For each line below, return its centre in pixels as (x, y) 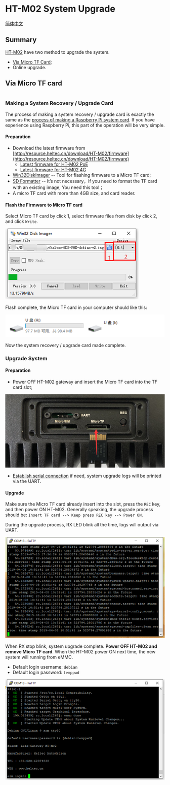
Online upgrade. (29, 67)
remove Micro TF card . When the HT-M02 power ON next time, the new (80, 651)
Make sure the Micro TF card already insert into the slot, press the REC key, (83, 504)
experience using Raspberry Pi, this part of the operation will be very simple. (85, 125)
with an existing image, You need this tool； (58, 187)
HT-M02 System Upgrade (60, 9)
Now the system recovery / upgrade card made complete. (66, 345)
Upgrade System (26, 358)
